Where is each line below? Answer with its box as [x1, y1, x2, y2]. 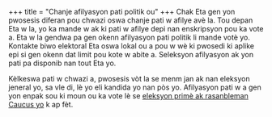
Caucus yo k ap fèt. [8, 100, 74, 109]
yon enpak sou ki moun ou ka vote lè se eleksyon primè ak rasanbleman [8, 91, 249, 100]
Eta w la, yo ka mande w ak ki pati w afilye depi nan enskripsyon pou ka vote [8, 24, 265, 33]
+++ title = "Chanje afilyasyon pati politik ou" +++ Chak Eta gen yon [8, 7, 236, 16]
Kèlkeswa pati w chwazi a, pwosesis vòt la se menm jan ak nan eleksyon [8, 74, 250, 83]
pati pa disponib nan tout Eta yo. [8, 58, 117, 68]
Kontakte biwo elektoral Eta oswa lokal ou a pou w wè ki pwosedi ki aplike [8, 41, 255, 51]
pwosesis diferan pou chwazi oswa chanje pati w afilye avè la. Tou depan [8, 15, 253, 25]
